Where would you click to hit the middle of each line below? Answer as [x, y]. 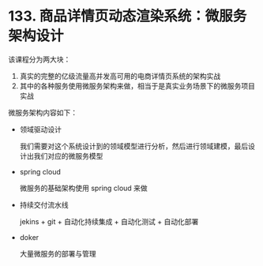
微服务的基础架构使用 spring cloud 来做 [83, 188]
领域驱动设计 [40, 129]
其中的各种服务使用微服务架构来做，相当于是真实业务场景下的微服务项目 [137, 86]
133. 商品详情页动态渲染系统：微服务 [128, 16]
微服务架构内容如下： [43, 112]
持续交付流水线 [44, 204]
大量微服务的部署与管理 [58, 253]
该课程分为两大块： [39, 59]
